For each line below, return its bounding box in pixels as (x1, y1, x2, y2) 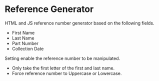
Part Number (11, 40, 38, 46)
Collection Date (11, 45, 44, 51)
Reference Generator (4, 3, 94, 15)
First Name (11, 29, 35, 35)
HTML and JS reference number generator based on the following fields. (4, 20, 154, 26)
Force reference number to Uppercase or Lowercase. (11, 70, 122, 76)
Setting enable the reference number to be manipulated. (4, 55, 120, 61)
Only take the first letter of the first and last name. (11, 65, 115, 71)
